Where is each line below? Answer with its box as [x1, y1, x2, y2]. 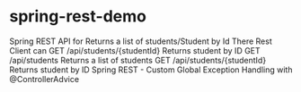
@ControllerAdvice [9, 73, 79, 84]
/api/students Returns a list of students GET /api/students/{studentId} [9, 54, 267, 65]
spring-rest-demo [9, 6, 146, 27]
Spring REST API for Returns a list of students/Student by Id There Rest [9, 36, 272, 46]
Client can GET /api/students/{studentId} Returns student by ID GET [9, 45, 261, 55]
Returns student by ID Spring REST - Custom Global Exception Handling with [9, 64, 293, 75]
